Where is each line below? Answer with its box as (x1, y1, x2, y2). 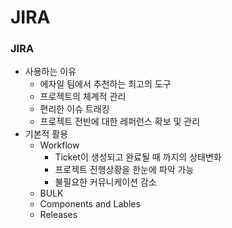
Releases (39, 209, 78, 221)
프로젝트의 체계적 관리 (39, 91, 127, 103)
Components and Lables (39, 198, 141, 210)
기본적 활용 (24, 128, 69, 140)
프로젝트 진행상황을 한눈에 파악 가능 (54, 164, 195, 176)
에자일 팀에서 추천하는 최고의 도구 (39, 78, 172, 90)
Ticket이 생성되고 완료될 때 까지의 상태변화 (54, 151, 222, 163)
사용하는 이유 (24, 66, 77, 78)
